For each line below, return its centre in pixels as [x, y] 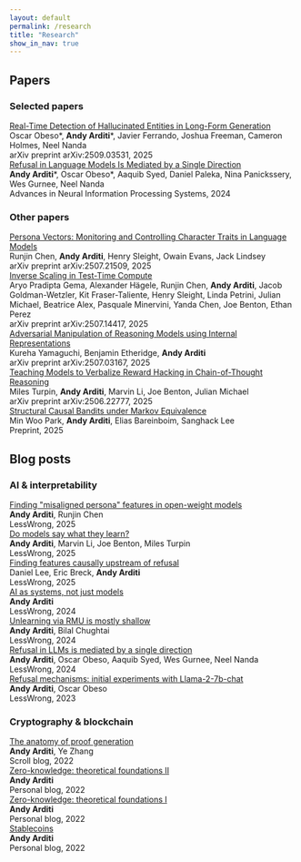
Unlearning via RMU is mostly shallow [80, 621]
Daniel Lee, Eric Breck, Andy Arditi [75, 572]
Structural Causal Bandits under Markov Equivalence [108, 411]
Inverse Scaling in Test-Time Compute [81, 276]
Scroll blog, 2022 [42, 761]
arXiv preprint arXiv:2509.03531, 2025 [81, 155]
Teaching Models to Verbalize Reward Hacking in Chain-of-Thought [136, 372]
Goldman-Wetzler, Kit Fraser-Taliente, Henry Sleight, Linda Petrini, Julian [145, 295]
